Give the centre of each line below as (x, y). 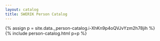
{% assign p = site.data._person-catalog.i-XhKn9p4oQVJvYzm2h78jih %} (80, 28)
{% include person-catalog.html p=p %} (46, 33)
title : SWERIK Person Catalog (36, 14)
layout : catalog (22, 10)
